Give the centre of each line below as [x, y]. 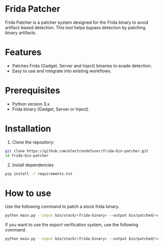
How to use [28, 193]
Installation [28, 129]
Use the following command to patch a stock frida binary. [62, 207]
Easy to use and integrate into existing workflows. [62, 71]
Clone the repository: [33, 142]
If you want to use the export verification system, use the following [72, 225]
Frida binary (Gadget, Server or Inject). [51, 109]
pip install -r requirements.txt [39, 174]
